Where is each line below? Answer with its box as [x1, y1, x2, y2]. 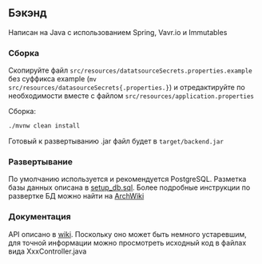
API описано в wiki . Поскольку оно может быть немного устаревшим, [8, 229, 248, 238]
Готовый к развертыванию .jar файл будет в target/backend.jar [8, 136, 224, 146]
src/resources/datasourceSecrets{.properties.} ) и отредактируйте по [8, 83, 245, 93]
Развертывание [8, 156, 73, 167]
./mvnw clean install [8, 122, 81, 130]
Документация [8, 211, 71, 223]
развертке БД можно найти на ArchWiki [8, 191, 145, 201]
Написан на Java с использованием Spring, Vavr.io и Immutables [8, 27, 228, 37]
